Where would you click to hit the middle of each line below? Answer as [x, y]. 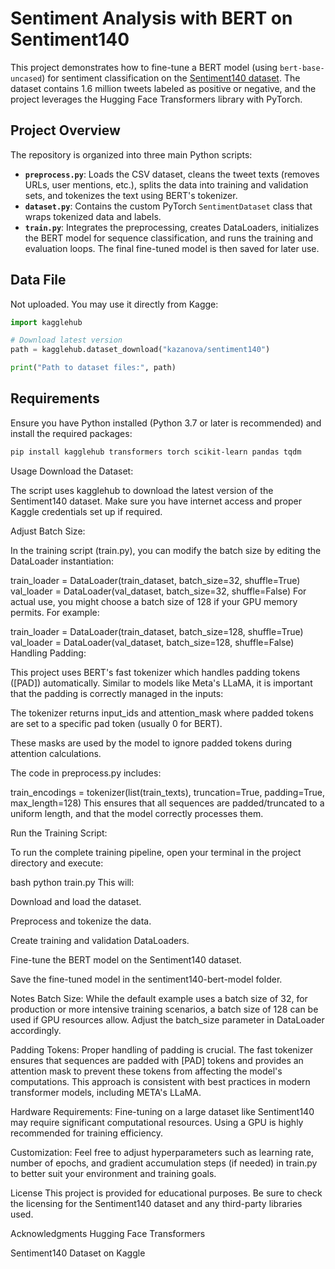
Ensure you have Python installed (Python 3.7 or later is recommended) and [166, 423]
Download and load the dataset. [76, 901]
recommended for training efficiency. [86, 1133]
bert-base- [302, 68]
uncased [26, 78]
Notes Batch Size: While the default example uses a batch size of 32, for [159, 998]
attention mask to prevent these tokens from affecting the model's [146, 1071]
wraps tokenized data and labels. [93, 216]
